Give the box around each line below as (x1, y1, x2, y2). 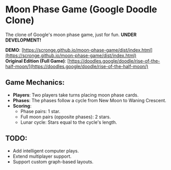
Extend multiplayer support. (12, 153, 72, 159)
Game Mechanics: (5, 78, 65, 87)
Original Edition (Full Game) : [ (5, 58, 69, 64)
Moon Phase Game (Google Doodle (5, 4, 158, 15)
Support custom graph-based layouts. (12, 158, 94, 165)
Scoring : (12, 103, 32, 109)
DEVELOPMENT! (5, 37, 42, 43)
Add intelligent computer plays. (12, 147, 79, 154)
